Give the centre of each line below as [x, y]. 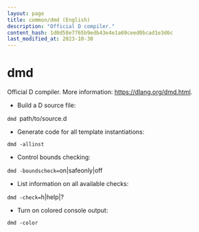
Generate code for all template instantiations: [81, 132]
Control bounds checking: [54, 157]
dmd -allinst [26, 145]
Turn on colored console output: [62, 211]
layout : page [26, 13]
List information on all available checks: [73, 184]
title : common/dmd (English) [49, 20]
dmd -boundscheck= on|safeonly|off [55, 171]
